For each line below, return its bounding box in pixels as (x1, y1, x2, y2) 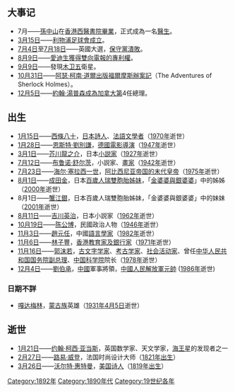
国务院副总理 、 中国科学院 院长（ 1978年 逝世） (30, 255, 162, 264)
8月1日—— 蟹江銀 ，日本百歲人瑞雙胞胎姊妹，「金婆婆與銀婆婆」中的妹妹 (17, 193, 226, 202)
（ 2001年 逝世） (17, 202, 64, 211)
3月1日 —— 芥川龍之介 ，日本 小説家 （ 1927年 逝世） (17, 149, 162, 158)
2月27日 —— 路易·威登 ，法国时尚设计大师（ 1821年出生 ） (17, 352, 180, 361)
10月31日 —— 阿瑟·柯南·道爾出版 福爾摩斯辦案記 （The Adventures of (17, 71, 212, 79)
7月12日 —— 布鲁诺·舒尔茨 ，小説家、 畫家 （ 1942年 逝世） (17, 158, 180, 166)
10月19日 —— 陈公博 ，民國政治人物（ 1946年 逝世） (17, 220, 162, 229)
